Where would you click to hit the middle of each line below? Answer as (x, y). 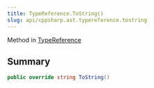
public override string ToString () (59, 78)
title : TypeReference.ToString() (55, 14)
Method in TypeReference (44, 39)
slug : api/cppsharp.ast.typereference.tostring (77, 20)
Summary (29, 61)
